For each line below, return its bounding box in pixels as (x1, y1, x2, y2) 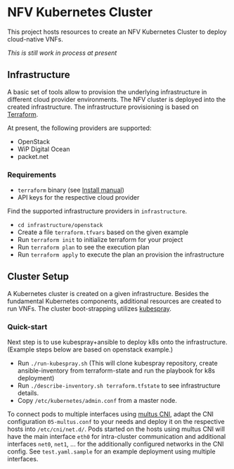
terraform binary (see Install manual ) (17, 186, 125, 194)
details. (17, 389, 39, 397)
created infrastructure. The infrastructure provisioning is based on (7, 103, 199, 111)
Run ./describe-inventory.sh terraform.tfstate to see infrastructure (17, 381, 221, 390)
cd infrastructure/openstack (17, 222, 103, 229)
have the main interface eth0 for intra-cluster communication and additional (7, 432, 226, 441)
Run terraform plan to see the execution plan (17, 243, 150, 252)
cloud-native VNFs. (7, 34, 63, 43)
